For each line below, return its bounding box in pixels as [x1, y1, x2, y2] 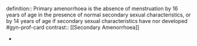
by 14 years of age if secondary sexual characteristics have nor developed [6, 18, 188, 24]
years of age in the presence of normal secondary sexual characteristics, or [6, 11, 191, 18]
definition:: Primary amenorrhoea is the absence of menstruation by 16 [6, 5, 179, 12]
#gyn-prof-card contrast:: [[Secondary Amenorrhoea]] [6, 24, 140, 31]
